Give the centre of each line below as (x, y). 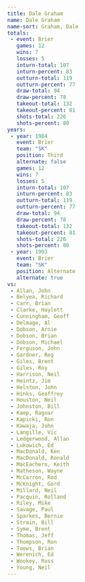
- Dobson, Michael (37, 342)
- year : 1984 (29, 136)
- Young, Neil (30, 568)
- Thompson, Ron (34, 542)
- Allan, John (30, 291)
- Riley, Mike (30, 503)
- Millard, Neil (34, 490)
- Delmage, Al (30, 323)
